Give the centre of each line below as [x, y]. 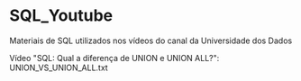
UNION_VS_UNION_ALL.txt [59, 67]
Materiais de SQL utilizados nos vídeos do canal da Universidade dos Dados [151, 40]
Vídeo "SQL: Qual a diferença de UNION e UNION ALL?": [114, 58]
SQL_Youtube [61, 16]
